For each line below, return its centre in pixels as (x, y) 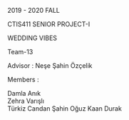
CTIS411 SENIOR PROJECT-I (49, 24)
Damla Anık (24, 93)
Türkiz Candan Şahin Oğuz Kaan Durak (65, 109)
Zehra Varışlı (26, 101)
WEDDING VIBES (32, 38)
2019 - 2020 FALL (34, 10)
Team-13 (20, 52)
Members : (23, 79)
